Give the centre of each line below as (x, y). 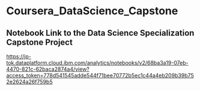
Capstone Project (40, 42)
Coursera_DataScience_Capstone (92, 11)
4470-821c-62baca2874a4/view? (48, 69)
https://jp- (19, 57)
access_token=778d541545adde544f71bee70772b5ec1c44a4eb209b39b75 (100, 75)
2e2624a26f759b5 (29, 82)
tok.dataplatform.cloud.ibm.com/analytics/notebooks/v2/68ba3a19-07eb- (97, 63)
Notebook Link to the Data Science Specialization (100, 33)
